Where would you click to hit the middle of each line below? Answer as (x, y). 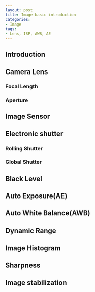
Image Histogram (33, 248)
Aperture (17, 100)
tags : (11, 29)
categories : (18, 19)
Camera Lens (27, 72)
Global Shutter (24, 162)
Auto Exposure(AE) (36, 196)
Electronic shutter (34, 134)
